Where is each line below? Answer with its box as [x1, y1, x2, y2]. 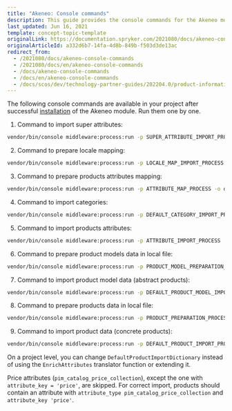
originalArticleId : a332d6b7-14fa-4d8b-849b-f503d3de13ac [7, 42, 177, 49]
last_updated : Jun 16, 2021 [7, 23, 88, 30]
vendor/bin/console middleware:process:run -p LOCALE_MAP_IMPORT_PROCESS [7, 160, 224, 166]
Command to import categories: [17, 198, 108, 206]
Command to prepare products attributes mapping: [17, 172, 162, 180]
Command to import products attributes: [17, 224, 133, 232]
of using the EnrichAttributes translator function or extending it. [7, 361, 191, 369]
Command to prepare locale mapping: [17, 146, 126, 155]
